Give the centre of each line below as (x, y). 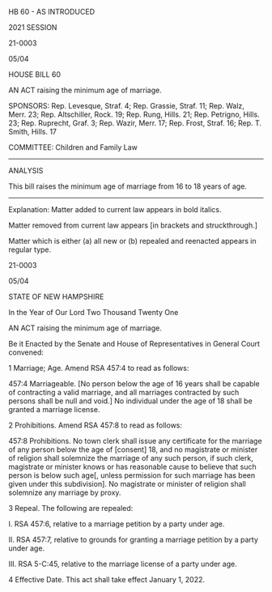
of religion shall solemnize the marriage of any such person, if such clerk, (131, 458)
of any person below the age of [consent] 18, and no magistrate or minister (133, 449)
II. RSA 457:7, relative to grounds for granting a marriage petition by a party (134, 539)
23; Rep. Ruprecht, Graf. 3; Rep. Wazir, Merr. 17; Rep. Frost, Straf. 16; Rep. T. (135, 123)
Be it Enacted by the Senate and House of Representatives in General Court (134, 344)
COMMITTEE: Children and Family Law (73, 147)
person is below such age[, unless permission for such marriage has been (132, 475)
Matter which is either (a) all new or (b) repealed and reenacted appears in (132, 241)
